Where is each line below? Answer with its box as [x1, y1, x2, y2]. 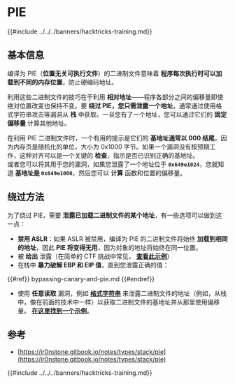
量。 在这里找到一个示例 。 [17, 307, 93, 315]
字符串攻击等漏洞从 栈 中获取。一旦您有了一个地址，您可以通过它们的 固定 [13, 110, 227, 119]
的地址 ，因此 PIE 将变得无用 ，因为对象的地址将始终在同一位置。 [17, 243, 202, 251]
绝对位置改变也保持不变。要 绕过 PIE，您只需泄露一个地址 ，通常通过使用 [7, 101, 216, 110]
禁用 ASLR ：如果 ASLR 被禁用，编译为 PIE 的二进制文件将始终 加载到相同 [17, 235, 229, 243]
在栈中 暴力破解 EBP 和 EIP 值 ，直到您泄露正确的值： [17, 260, 169, 269]
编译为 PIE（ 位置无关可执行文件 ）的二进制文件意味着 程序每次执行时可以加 [7, 69, 222, 77]
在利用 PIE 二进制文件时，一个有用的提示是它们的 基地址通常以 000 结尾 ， [7, 133, 221, 142]
